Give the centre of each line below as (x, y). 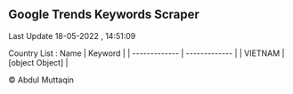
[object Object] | (38, 62)
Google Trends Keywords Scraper (104, 15)
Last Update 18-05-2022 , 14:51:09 (72, 35)
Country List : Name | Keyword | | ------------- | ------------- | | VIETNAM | (146, 53)
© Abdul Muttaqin (41, 80)
